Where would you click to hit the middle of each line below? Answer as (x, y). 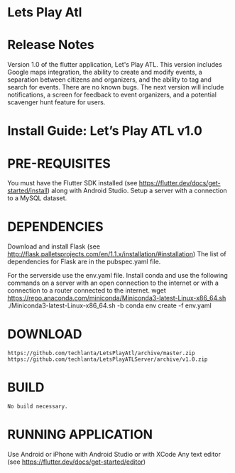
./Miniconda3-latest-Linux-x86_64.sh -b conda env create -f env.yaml (109, 305)
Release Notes (51, 45)
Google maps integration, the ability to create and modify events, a (105, 72)
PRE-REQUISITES (59, 163)
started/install (27, 191)
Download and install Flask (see (54, 246)
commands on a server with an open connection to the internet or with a (113, 283)
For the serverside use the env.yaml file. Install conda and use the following (118, 276)
